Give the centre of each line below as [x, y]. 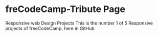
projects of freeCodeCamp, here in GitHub [50, 28]
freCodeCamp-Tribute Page [65, 9]
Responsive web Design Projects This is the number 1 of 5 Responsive [79, 23]
